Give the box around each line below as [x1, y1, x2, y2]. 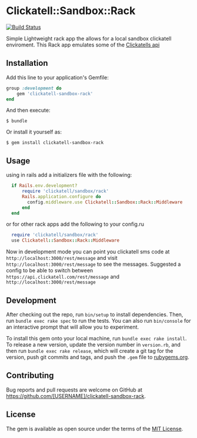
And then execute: [6, 107, 51, 114]
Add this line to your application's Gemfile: [6, 73, 109, 81]
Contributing [6, 370, 54, 380]
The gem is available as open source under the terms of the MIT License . [6, 425, 183, 432]
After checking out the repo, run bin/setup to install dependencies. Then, [6, 311, 183, 318]
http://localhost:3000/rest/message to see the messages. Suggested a [6, 260, 181, 268]
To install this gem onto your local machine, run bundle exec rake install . [6, 335, 187, 342]
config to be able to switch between [6, 267, 94, 274]
